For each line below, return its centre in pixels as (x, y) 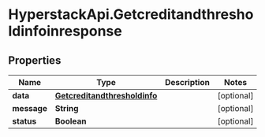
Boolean (71, 121)
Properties (35, 60)
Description (188, 82)
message (30, 108)
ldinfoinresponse (65, 31)
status (24, 121)
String (67, 108)
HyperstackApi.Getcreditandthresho (131, 15)
